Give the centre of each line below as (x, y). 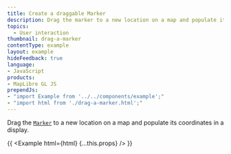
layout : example (30, 52)
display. (18, 130)
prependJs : (23, 90)
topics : (18, 26)
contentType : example (38, 45)
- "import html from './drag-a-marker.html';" (75, 103)
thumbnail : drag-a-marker (44, 39)
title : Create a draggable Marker (57, 13)
